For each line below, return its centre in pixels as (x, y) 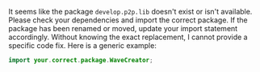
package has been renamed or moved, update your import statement (123, 28)
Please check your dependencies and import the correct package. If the (128, 20)
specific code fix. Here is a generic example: (83, 46)
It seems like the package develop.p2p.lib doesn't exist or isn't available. (130, 12)
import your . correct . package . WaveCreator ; (81, 60)
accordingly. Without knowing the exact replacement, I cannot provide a (128, 37)
